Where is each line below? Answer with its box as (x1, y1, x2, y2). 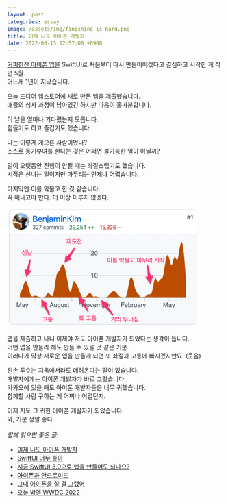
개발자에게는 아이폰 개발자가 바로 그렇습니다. (7, 375, 127, 383)
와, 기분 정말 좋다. (7, 415, 55, 424)
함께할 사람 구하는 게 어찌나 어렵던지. (7, 392, 106, 400)
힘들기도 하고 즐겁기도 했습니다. (7, 124, 92, 132)
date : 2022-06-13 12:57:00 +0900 (7, 40, 103, 47)
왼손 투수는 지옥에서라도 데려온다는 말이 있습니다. (7, 367, 139, 375)
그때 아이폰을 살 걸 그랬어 (16, 480, 86, 488)
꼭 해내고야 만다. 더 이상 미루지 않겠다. (7, 193, 110, 201)
